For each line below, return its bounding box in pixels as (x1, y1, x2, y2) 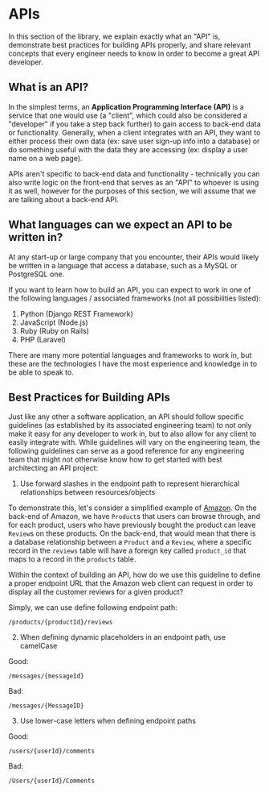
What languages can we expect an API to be (8, 218, 233, 232)
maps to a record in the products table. (8, 554, 137, 564)
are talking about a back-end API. (8, 194, 119, 204)
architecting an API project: (8, 463, 99, 473)
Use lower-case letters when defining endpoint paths (19, 716, 197, 726)
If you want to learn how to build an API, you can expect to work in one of (8, 284, 251, 294)
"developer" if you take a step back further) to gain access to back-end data (8, 118, 261, 129)
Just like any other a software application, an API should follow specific (8, 412, 244, 421)
